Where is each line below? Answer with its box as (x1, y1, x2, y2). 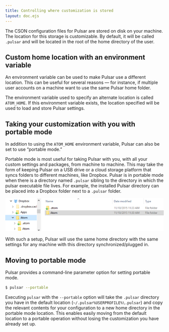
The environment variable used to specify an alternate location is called (5, 94, 153, 100)
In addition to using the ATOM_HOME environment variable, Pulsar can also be (5, 141, 160, 147)
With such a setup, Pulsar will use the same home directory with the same (5, 236, 158, 242)
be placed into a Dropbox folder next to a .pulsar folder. (5, 188, 122, 194)
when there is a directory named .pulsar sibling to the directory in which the (5, 177, 164, 183)
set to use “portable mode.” (5, 146, 62, 153)
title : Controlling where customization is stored (5, 8, 114, 13)
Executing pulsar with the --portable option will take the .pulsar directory (5, 294, 159, 300)
